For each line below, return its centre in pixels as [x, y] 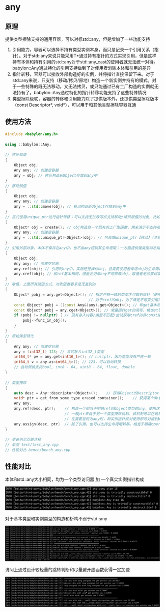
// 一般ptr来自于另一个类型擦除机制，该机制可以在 [110, 414]
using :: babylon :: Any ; [28, 144]
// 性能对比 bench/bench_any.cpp [38, 450]
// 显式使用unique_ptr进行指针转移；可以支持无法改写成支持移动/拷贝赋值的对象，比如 [83, 217]
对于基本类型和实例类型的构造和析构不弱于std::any [56, 519]
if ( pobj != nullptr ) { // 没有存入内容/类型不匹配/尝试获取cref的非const [86, 315]
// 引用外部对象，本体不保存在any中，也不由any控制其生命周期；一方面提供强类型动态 [81, 248]
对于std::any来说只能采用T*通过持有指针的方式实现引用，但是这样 [90, 56]
